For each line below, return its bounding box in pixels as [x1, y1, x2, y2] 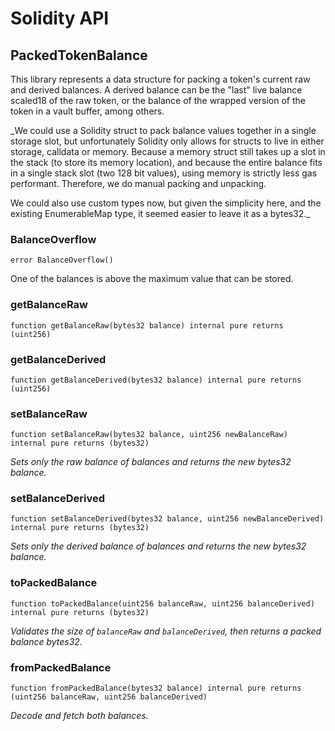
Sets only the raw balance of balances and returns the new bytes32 [10, 456, 292, 468]
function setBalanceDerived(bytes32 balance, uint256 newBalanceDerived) [10, 514, 325, 524]
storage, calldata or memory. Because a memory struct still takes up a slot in [10, 146, 326, 157]
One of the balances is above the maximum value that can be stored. [10, 273, 294, 285]
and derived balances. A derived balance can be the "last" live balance [10, 84, 303, 96]
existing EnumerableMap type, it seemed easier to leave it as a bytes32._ [10, 208, 311, 219]
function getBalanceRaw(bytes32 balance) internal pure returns [10, 320, 284, 331]
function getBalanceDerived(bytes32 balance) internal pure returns [10, 375, 302, 385]
